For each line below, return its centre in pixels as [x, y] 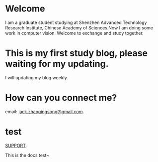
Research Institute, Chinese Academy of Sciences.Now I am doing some [79, 27]
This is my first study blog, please [77, 53]
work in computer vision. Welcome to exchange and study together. [75, 33]
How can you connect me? [61, 98]
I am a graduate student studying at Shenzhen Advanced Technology [76, 22]
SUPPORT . [16, 146]
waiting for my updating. [57, 64]
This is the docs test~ [27, 155]
